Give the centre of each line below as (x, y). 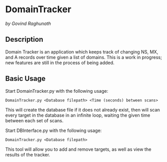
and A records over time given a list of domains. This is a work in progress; (83, 57)
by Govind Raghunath (28, 23)
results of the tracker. (28, 154)
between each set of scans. (34, 120)
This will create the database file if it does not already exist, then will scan (83, 110)
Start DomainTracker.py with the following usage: (57, 91)
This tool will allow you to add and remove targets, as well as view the (78, 149)
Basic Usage (25, 79)
